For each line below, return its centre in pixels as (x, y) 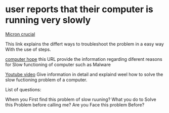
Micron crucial (20, 34)
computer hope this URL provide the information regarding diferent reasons (84, 59)
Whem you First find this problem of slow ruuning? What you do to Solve (81, 99)
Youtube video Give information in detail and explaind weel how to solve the (84, 74)
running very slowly (48, 20)
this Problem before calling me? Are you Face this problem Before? (75, 104)
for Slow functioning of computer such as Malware (58, 64)
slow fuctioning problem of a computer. (46, 80)
